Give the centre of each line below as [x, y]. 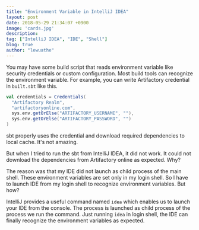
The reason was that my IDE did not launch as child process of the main [94, 171]
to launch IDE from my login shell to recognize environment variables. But [96, 184]
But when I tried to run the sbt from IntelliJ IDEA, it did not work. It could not [99, 154]
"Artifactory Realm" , [38, 102]
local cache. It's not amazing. [42, 142]
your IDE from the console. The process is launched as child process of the [98, 208]
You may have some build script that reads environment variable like [90, 67]
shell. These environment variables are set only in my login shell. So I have [97, 178]
